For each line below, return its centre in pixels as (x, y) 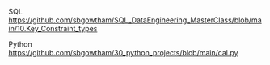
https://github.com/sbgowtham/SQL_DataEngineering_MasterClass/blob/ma (135, 20)
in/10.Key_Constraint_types (53, 28)
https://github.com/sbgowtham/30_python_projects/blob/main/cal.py (123, 53)
